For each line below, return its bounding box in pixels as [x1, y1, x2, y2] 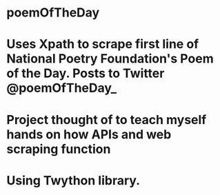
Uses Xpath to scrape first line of [6, 37, 199, 52]
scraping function [6, 141, 111, 156]
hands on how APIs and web [6, 126, 172, 142]
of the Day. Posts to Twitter [6, 65, 165, 81]
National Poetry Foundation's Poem [6, 51, 214, 67]
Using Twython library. [6, 172, 141, 188]
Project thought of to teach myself [6, 112, 207, 127]
